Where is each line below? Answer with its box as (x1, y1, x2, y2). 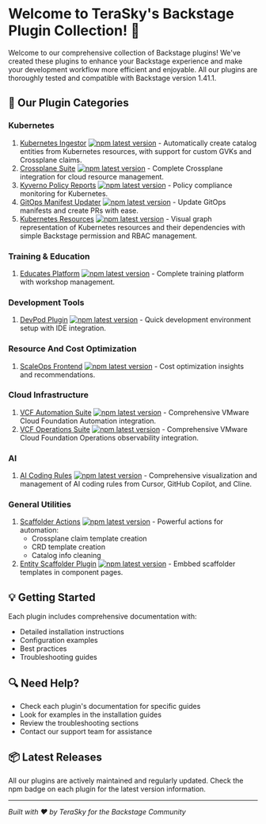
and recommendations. (19, 370, 96, 379)
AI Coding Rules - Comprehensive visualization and (19, 471, 257, 480)
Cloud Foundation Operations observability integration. (19, 433, 199, 442)
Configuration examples (19, 636, 98, 645)
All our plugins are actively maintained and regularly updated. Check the (8, 776, 244, 785)
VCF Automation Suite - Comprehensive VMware (19, 407, 249, 417)
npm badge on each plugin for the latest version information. (8, 784, 206, 794)
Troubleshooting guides (19, 653, 97, 662)
